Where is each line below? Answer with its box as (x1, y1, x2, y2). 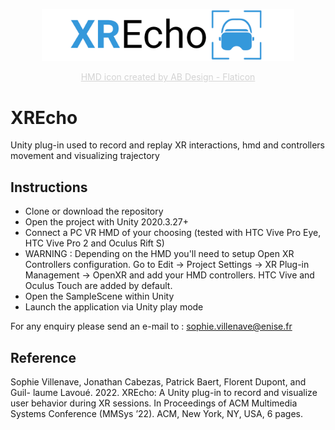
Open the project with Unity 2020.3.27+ (24, 216, 189, 228)
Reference (10, 349, 77, 366)
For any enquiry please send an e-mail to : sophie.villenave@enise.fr (10, 320, 293, 333)
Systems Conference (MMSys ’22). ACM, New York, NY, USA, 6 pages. (10, 408, 303, 420)
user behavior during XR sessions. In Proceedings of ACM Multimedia (10, 397, 298, 409)
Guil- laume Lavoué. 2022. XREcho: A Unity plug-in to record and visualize (10, 387, 318, 399)
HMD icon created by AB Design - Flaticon (80, 71, 256, 83)
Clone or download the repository (24, 205, 164, 218)
